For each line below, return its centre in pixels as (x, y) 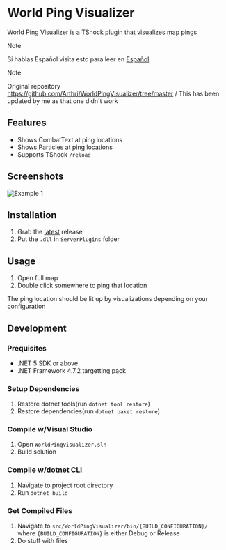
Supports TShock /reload (54, 154)
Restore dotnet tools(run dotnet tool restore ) (84, 404)
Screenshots (35, 177)
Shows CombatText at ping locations (70, 139)
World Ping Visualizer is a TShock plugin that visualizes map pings (102, 32)
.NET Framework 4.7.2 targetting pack (72, 370)
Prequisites (27, 348)
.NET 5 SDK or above (48, 363)
